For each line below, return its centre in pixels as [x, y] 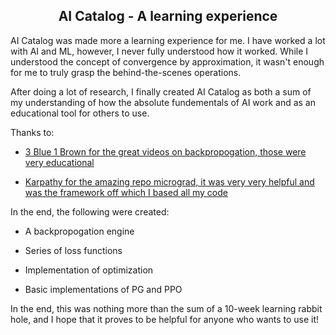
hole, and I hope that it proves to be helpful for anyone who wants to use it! [165, 319]
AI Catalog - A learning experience [168, 16]
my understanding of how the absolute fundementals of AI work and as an [163, 102]
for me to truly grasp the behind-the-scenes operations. [126, 72]
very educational [59, 162]
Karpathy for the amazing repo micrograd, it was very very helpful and [169, 181]
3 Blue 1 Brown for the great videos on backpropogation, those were [165, 151]
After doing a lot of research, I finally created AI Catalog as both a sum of [161, 91]
